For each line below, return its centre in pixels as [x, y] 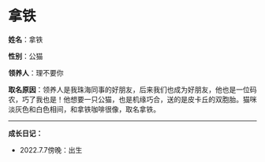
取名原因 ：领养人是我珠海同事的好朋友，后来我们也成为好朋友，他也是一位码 [132, 89]
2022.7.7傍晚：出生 [51, 149]
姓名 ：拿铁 [26, 39]
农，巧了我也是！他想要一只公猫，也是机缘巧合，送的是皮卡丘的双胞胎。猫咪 [132, 99]
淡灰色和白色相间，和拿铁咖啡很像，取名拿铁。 [84, 109]
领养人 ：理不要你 [36, 72]
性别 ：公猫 [26, 56]
